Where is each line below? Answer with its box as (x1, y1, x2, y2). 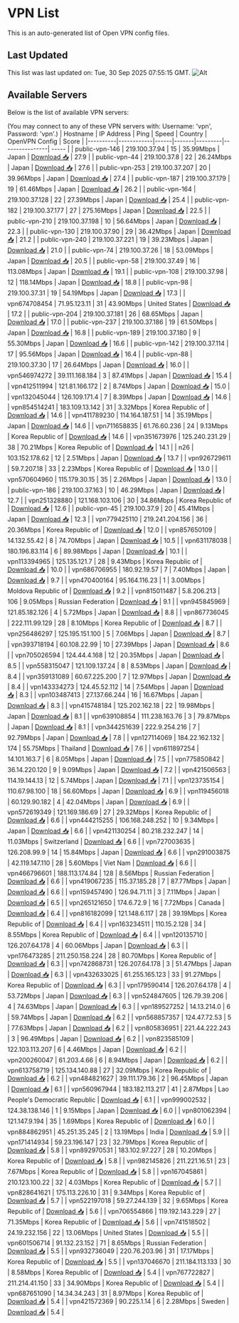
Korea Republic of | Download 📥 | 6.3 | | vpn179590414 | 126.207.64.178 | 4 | (7, 980, 231, 989)
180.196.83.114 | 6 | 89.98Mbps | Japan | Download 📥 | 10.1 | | (7, 547, 188, 555)
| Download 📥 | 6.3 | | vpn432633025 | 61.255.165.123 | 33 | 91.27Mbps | (7, 970, 221, 978)
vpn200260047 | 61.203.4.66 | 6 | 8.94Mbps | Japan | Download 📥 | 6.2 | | (7, 1055, 228, 1064)
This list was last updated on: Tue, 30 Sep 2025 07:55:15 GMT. (7, 68, 191, 76)
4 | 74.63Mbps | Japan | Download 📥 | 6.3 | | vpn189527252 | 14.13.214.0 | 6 (7, 1002, 231, 1010)
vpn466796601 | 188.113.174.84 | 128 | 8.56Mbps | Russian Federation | (7, 868, 215, 877)
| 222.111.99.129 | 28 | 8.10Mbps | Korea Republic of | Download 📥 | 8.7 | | (7, 619, 223, 627)
